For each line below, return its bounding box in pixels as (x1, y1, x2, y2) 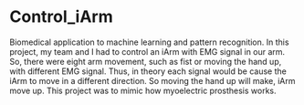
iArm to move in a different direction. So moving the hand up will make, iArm (9, 75, 296, 86)
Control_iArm (9, 6, 113, 27)
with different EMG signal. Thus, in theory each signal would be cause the (9, 66, 288, 77)
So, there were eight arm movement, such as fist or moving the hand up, (9, 56, 282, 67)
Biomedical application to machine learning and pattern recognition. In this (9, 37, 289, 47)
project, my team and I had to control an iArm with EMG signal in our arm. (9, 46, 286, 57)
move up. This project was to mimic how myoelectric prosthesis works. (9, 85, 277, 96)
